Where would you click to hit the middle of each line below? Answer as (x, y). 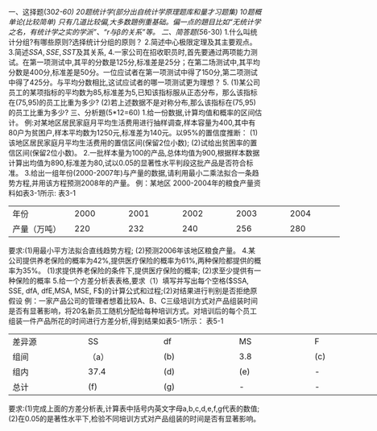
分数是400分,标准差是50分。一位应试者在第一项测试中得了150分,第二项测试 (133, 72)
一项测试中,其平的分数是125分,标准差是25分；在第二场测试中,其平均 (148, 62)
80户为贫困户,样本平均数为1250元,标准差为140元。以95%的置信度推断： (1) (133, 133)
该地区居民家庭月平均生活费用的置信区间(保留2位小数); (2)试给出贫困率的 (129, 143)
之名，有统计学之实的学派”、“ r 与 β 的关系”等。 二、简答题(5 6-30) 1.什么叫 (130, 32)
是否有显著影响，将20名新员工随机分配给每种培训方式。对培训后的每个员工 (133, 311)
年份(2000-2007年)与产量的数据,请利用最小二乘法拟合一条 (155, 173)
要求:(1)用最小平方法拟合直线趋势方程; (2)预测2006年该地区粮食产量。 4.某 (132, 251)
